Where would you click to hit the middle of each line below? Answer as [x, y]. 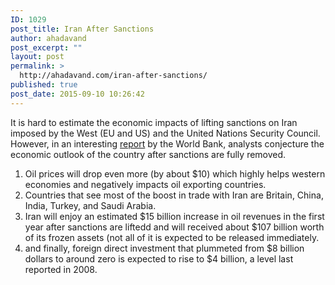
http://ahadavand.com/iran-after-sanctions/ [113, 76]
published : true [44, 85]
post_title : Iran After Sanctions [82, 29]
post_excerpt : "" [46, 47]
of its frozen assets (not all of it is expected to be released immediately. [172, 237]
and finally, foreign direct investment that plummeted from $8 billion [164, 248]
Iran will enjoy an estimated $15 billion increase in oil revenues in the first [174, 216]
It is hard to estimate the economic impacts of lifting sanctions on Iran [154, 122]
